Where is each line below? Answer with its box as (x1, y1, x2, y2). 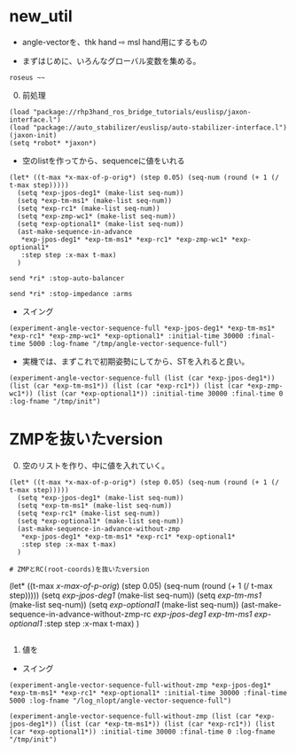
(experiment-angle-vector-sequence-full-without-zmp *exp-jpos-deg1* (9, 680, 272, 689)
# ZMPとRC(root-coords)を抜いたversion (9, 565, 150, 574)
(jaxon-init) (9, 130, 58, 139)
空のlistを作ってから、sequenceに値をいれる (21, 155, 185, 166)
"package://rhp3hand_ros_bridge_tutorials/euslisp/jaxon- (32, 107, 252, 116)
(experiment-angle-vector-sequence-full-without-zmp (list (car (9, 711, 252, 720)
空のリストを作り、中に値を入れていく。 (21, 459, 170, 471)
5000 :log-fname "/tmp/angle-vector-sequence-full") (28, 339, 228, 348)
